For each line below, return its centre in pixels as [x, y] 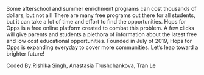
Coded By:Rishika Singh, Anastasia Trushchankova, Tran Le [81, 65]
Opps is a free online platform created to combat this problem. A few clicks [100, 28]
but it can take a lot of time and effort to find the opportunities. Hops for [96, 21]
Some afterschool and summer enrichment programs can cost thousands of [101, 9]
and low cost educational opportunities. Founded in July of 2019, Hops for [99, 41]
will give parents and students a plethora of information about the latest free [102, 34]
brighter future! [25, 54]
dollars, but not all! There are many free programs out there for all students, [101, 15]
